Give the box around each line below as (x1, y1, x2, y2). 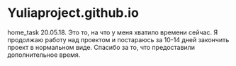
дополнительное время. (7, 51, 81, 59)
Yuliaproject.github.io (7, 5, 140, 21)
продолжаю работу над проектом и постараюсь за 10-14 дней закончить (7, 35, 230, 44)
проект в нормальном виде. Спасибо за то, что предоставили (7, 43, 195, 51)
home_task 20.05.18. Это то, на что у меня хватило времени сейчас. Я (7, 28, 218, 37)
